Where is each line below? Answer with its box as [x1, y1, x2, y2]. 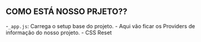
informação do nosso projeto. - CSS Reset [5, 29, 112, 36]
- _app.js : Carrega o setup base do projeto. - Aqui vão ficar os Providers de [5, 22, 196, 29]
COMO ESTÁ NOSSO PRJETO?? [5, 7, 128, 17]
